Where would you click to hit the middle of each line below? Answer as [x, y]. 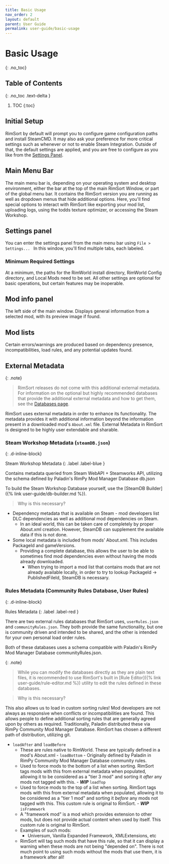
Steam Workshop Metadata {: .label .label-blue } [55, 464]
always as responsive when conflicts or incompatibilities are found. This [80, 713]
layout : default [22, 19]
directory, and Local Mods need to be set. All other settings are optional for [83, 278]
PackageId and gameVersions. [44, 546]
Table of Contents [34, 84]
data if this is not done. [44, 535]
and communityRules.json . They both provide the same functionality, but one [84, 627]
